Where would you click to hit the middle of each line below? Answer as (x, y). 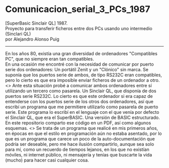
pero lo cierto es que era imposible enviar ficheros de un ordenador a (77, 80)
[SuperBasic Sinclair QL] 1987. (36, 23)
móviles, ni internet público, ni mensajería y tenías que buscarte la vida (79, 154)
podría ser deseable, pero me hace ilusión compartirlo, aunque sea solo (80, 144)
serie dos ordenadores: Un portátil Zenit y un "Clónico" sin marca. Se (77, 69)
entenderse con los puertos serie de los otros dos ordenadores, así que (79, 101)
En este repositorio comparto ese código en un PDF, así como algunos (78, 123)
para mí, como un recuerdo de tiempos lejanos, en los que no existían (77, 149)
